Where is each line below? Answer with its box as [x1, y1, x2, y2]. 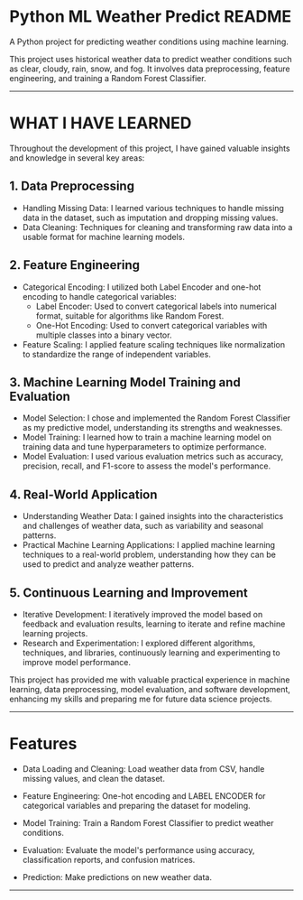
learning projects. [22, 627, 88, 638]
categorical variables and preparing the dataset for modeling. [22, 800, 251, 811]
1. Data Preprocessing [9, 179, 135, 194]
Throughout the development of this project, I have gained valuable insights [9, 143, 290, 153]
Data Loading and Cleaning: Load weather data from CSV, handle [22, 763, 265, 774]
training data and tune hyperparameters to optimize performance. [22, 441, 268, 452]
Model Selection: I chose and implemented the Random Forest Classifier [22, 413, 291, 423]
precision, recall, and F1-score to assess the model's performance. [22, 460, 271, 471]
